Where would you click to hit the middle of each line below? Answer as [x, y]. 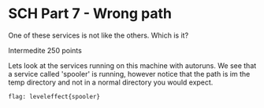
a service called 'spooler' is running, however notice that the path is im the [129, 74]
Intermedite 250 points [45, 50]
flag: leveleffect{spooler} [54, 96]
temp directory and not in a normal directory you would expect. [111, 82]
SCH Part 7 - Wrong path [90, 14]
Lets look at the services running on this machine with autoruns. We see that [132, 65]
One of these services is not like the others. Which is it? [99, 35]
